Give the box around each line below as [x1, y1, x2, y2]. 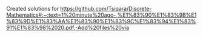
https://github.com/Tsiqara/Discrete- [60, 5, 152, 12]
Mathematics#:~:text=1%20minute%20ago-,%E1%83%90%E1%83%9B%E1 [6, 11, 197, 18]
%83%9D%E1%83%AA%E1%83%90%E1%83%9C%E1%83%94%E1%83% [6, 18, 196, 24]
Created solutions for [6, 5, 59, 12]
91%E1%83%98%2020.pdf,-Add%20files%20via [6, 24, 129, 31]
